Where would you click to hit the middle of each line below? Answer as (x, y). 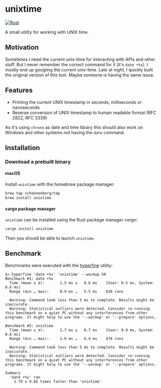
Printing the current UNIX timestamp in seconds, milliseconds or (77, 102)
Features (19, 90)
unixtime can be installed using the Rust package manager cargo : (71, 220)
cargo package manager (31, 209)
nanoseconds (26, 107)
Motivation (22, 48)
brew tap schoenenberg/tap (33, 194)
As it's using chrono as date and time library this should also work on (74, 127)
